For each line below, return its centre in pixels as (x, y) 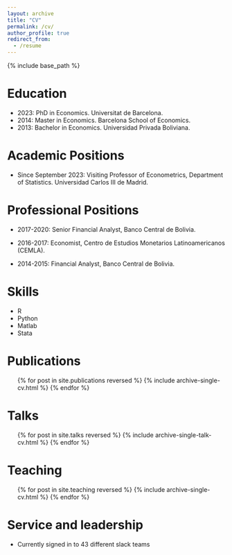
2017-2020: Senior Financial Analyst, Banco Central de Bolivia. (106, 229)
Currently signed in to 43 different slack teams (83, 544)
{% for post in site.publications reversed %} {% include (96, 380)
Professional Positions (73, 211)
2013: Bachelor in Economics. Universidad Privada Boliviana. (104, 127)
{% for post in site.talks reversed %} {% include (86, 435)
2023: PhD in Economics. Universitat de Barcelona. (90, 112)
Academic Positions (66, 156)
